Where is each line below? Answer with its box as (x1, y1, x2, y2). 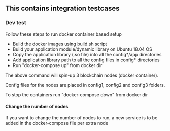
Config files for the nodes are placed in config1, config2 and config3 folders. (5, 82, 165, 88)
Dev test (5, 19, 26, 26)
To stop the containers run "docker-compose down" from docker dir (5, 91, 148, 98)
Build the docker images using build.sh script (12, 41, 107, 47)
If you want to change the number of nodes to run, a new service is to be (5, 114, 158, 121)
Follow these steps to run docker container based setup (5, 30, 122, 37)
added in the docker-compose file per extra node (5, 120, 108, 126)
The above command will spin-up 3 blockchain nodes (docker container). (5, 72, 159, 78)
